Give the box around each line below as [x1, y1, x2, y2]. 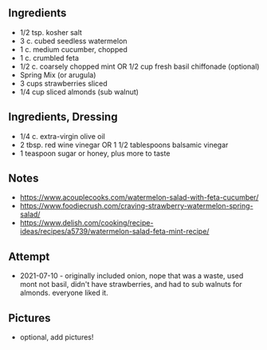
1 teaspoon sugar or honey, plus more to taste [19, 148, 171, 158]
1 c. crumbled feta [19, 53, 80, 62]
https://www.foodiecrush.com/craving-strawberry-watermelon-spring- [19, 201, 253, 211]
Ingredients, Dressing [8, 110, 118, 124]
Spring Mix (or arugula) [19, 70, 96, 79]
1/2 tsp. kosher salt [19, 27, 82, 37]
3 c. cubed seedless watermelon [19, 36, 128, 46]
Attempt [8, 249, 50, 263]
